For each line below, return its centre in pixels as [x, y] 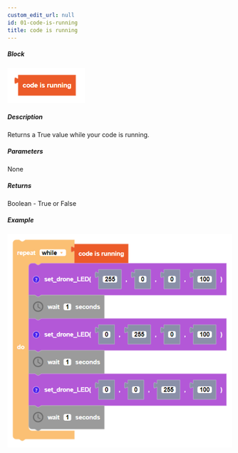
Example [21, 220]
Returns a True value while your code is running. [78, 135]
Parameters [25, 151]
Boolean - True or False [42, 204]
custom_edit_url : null [41, 15]
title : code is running [43, 30]
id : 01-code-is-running [43, 23]
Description [25, 116]
